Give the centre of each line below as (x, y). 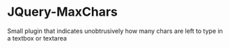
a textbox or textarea (37, 38)
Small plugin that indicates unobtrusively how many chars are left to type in (115, 31)
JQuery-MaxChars (62, 12)
